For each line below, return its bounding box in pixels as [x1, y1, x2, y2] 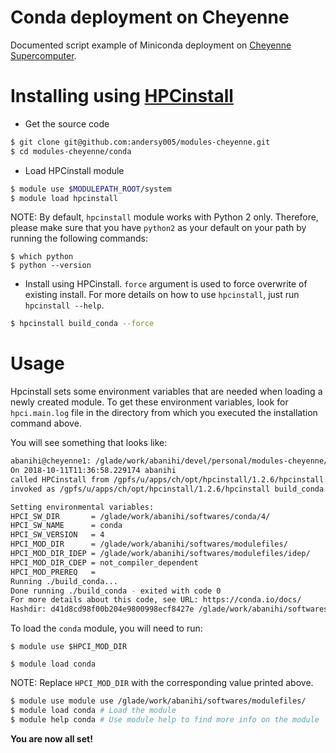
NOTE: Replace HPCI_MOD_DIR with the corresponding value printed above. [10, 677, 314, 689]
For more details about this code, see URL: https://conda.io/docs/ [10, 595, 302, 605]
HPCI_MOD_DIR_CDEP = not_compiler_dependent [10, 557, 199, 568]
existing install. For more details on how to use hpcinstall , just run [24, 289, 300, 301]
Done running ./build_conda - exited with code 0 [10, 586, 222, 596]
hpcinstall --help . [24, 299, 105, 311]
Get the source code [24, 117, 110, 130]
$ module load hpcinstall [10, 193, 118, 203]
